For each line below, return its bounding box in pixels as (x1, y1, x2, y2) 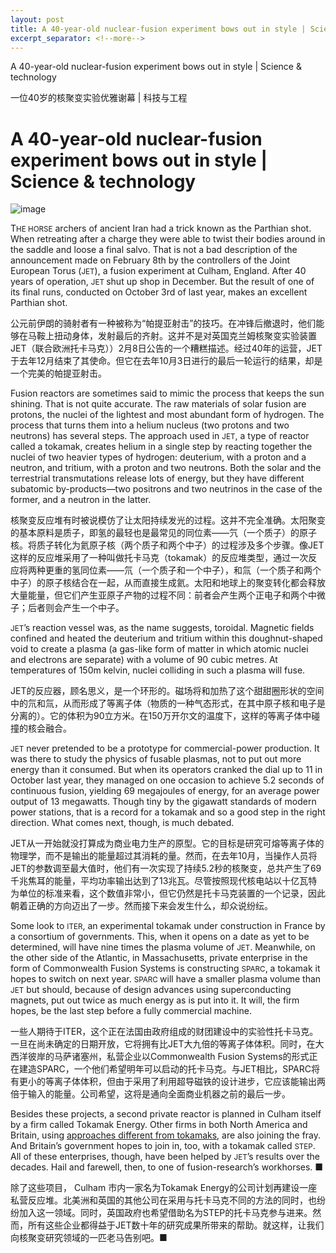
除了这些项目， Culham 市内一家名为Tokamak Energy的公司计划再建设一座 (10, 1182, 318, 1194)
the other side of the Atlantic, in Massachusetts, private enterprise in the (10, 952, 308, 964)
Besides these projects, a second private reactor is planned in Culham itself (10, 1108, 322, 1120)
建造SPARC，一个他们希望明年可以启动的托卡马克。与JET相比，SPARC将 (18, 1063, 321, 1075)
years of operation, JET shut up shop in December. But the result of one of (10, 276, 315, 288)
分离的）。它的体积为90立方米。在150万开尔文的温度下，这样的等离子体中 (10, 710, 312, 722)
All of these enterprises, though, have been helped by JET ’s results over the (10, 1151, 320, 1163)
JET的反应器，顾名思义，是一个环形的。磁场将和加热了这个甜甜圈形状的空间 (10, 685, 325, 697)
